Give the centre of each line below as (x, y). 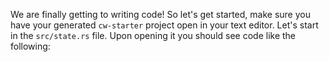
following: (30, 46)
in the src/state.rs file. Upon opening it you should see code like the (153, 35)
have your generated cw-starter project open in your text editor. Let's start (164, 25)
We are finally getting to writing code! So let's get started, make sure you (160, 14)
